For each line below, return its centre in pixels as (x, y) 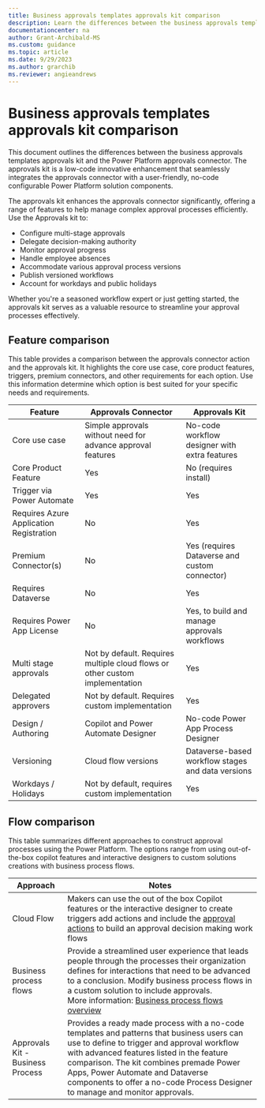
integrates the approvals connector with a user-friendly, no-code (114, 177)
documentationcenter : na (49, 30)
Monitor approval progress (63, 250)
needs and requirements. (49, 392)
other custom (109, 674)
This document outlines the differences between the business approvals (125, 152)
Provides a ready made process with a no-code (155, 1023)
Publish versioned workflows (67, 275)
